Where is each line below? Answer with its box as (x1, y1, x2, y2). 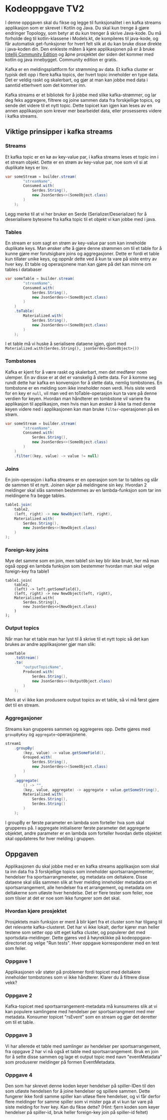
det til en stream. (5, 702, 40, 708)
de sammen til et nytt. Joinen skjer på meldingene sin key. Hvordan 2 (5, 482, 147, 488)
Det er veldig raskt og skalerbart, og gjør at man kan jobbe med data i (5, 77, 148, 83)
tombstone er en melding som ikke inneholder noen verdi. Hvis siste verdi (5, 385, 156, 391)
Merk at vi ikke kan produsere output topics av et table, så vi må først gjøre (5, 697, 160, 703)
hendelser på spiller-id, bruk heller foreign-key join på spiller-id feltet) (5, 1110, 149, 1116)
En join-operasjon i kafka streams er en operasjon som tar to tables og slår (5, 477, 159, 483)
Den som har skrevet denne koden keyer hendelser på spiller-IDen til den (5, 1083, 156, 1089)
